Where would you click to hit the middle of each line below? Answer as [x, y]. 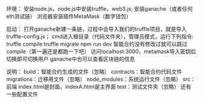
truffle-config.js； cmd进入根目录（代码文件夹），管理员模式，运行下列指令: [100, 37]
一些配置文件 [22, 94]
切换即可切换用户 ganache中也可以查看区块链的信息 [71, 59]
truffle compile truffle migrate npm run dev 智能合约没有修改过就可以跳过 [97, 44]
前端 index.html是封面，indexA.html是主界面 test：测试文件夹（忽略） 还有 [99, 87]
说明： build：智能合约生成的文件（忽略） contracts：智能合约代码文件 [94, 72]
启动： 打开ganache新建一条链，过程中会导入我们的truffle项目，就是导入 [96, 29]
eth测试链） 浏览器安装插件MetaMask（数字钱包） [69, 16]
